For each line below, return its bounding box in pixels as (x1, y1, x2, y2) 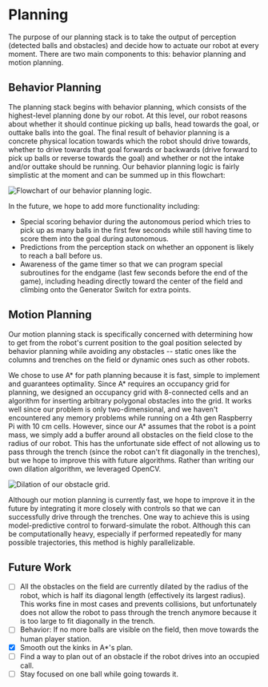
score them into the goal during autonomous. (19, 234, 170, 243)
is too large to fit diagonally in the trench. (19, 617, 156, 626)
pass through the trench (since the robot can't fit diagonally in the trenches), (8, 447, 261, 456)
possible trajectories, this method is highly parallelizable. (8, 537, 196, 547)
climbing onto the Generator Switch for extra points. (19, 284, 191, 294)
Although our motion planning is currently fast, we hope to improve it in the (8, 495, 255, 504)
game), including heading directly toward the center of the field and (19, 276, 243, 286)
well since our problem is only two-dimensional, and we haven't (8, 404, 218, 414)
